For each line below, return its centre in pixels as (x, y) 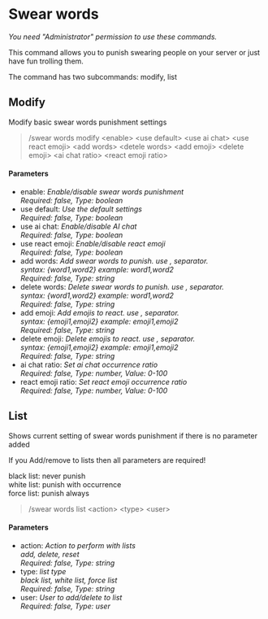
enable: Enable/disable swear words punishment (102, 191)
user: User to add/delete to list (71, 597)
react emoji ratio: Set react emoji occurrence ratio (104, 381)
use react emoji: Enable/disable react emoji (93, 243)
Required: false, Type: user (65, 606)
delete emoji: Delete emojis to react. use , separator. (108, 338)
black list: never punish (47, 476)
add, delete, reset (50, 554)
